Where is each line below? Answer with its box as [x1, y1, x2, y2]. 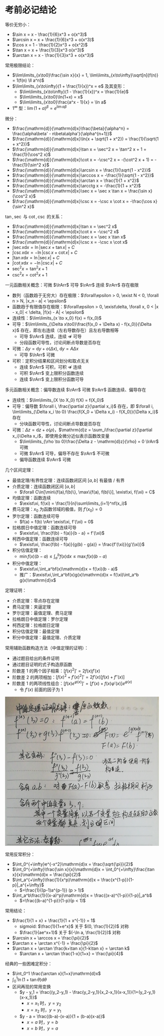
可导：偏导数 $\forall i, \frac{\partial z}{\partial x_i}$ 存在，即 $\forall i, [12, 403, 154, 409]
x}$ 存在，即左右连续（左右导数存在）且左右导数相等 [12, 327, 119, 333]
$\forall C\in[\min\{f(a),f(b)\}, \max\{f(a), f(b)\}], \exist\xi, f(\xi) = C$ [19, 489, 155, 495]
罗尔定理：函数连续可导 [12, 513, 60, 519]
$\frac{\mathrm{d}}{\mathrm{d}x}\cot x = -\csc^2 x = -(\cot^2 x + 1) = [12, 156, 154, 162]
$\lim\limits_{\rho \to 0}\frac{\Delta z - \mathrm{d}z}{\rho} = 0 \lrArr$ [19, 438, 159, 444]
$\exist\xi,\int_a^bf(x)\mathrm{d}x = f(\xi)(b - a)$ [19, 566, 118, 572]
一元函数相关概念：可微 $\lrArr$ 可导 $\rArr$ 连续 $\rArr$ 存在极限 [5, 282, 139, 288]
